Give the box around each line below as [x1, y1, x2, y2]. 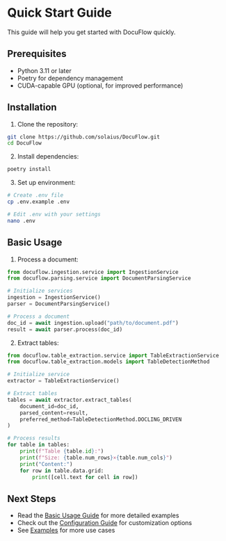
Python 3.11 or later [17, 66, 72, 74]
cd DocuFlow [7, 140, 42, 147]
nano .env [7, 217, 36, 224]
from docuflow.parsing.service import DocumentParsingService [7, 275, 191, 282]
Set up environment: [17, 179, 76, 187]
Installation [7, 102, 57, 113]
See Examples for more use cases [17, 526, 115, 535]
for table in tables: [7, 442, 70, 449]
